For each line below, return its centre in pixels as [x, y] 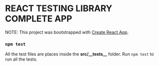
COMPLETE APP [39, 19]
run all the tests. [21, 59]
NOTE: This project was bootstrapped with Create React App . [67, 32]
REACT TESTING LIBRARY [59, 8]
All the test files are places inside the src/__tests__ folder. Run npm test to [79, 54]
